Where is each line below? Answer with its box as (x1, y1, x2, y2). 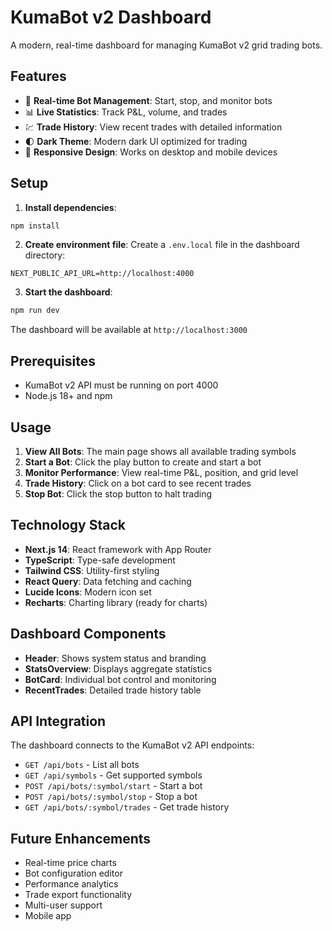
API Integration (10, 712, 107, 730)
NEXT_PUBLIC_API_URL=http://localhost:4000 (10, 269, 195, 279)
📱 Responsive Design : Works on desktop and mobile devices (24, 146, 278, 158)
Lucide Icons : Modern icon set (24, 586, 152, 598)
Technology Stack (10, 517, 126, 534)
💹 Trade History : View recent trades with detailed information (24, 121, 283, 133)
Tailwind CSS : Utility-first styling (24, 564, 160, 576)
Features (10, 68, 67, 85)
